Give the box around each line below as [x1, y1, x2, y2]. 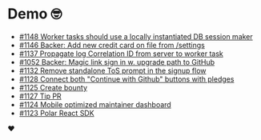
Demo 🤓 [7, 5, 62, 23]
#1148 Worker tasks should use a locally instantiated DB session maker [18, 31, 253, 41]
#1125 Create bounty [18, 82, 88, 92]
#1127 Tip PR [18, 91, 62, 101]
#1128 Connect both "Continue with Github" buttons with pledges [18, 74, 235, 84]
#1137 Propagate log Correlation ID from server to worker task [18, 49, 223, 58]
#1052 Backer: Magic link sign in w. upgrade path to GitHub [18, 57, 215, 66]
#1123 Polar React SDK [18, 108, 94, 118]
